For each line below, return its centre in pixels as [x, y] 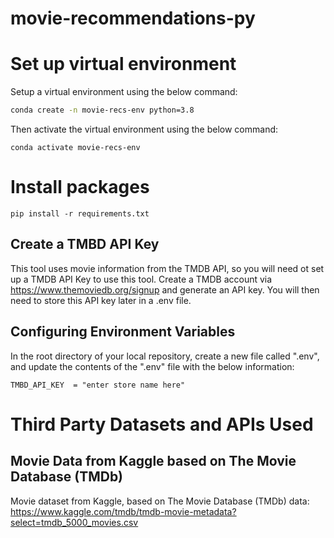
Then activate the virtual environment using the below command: [144, 129]
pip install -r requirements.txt [80, 213]
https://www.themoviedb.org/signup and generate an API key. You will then [165, 289]
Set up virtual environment [123, 64]
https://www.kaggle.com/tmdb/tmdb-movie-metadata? [123, 511]
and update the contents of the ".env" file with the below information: [152, 366]
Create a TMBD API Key [85, 244]
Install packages [80, 187]
